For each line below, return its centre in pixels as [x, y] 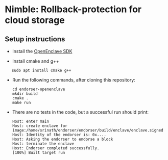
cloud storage [35, 20]
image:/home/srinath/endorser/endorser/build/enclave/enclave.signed [88, 130]
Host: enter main [31, 121]
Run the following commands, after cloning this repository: [74, 80]
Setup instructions [35, 39]
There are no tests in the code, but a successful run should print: [80, 112]
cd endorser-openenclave [39, 89]
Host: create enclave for [40, 126]
